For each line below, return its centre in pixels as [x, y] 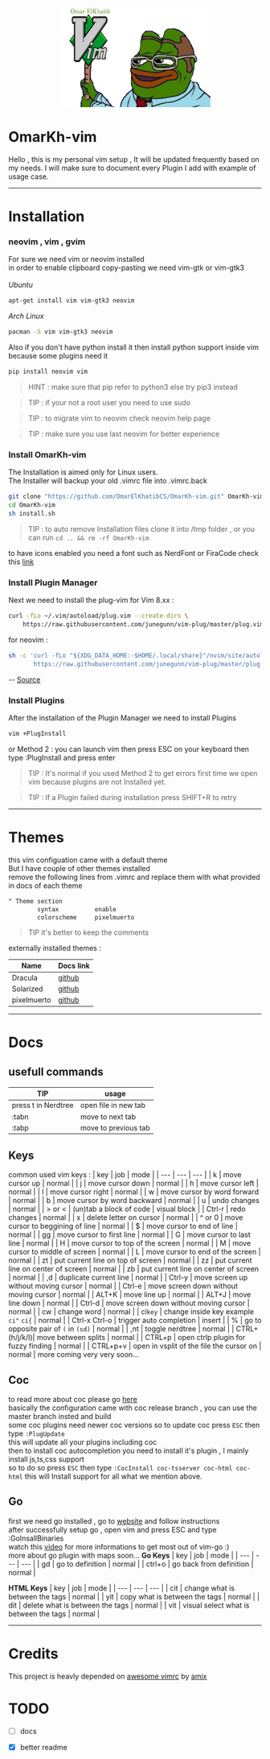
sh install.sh [32, 514]
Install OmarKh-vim [47, 454]
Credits [33, 1653]
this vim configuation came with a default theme [88, 860]
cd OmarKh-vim [32, 505]
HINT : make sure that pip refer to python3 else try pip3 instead [133, 387]
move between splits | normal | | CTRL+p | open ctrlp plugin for [141, 1338]
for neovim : [28, 640]
